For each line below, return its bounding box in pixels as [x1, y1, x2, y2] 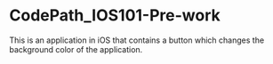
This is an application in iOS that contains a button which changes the [9, 35, 265, 45]
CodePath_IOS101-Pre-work [9, 5, 221, 26]
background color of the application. [9, 44, 143, 54]
